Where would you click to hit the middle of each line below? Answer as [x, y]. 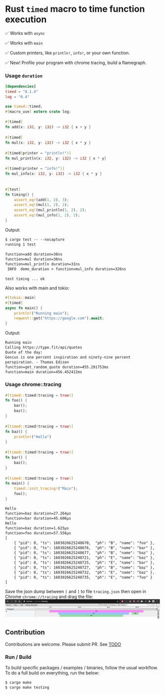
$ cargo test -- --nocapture [35, 240]
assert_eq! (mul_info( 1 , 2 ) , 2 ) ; [47, 215]
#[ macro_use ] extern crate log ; [38, 112]
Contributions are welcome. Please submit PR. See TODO [63, 644]
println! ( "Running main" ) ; [41, 313]
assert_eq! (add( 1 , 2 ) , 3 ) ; [41, 200]
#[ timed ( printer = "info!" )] [35, 169]
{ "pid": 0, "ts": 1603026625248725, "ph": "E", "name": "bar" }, [84, 562]
